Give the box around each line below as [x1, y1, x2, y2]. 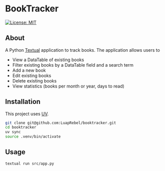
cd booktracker [5, 125, 37, 130]
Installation [5, 97, 41, 106]
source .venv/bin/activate [5, 134, 61, 139]
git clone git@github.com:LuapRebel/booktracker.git [5, 120, 116, 125]
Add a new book [12, 67, 46, 73]
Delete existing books [12, 78, 57, 84]
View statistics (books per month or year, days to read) [12, 83, 125, 89]
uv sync [5, 130, 21, 135]
